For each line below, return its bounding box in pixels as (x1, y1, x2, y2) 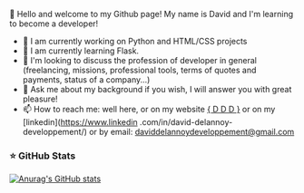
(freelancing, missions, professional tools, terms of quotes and (22, 64, 257, 75)
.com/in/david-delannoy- (139, 117, 233, 127)
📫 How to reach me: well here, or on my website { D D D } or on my (22, 104, 276, 114)
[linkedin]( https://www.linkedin (22, 117, 138, 127)
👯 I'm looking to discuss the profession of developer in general (22, 55, 257, 65)
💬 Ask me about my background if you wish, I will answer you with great (22, 84, 292, 94)
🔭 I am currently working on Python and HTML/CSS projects (22, 36, 248, 46)
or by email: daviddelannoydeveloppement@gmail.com (89, 127, 295, 137)
